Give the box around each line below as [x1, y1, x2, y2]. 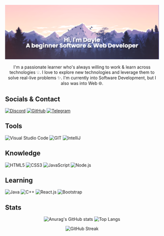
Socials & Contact [5, 95, 60, 103]
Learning [5, 176, 33, 184]
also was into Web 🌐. [61, 81, 103, 86]
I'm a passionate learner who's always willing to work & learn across [13, 64, 151, 70]
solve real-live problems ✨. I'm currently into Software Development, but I [8, 75, 156, 81]
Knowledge [5, 149, 41, 157]
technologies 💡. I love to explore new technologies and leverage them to [9, 69, 155, 75]
